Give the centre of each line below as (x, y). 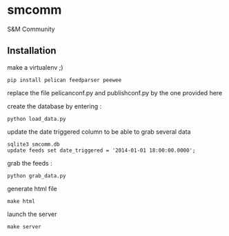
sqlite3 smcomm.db (33, 144)
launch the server (32, 214)
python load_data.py (37, 119)
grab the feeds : (30, 163)
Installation (32, 51)
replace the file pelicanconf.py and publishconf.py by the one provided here (115, 92)
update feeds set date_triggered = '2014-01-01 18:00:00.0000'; (101, 150)
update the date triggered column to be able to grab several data (99, 131)
